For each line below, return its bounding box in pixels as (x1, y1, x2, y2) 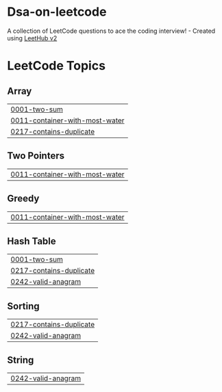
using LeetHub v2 (7, 34, 58, 42)
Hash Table (7, 235, 56, 247)
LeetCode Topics (7, 58, 106, 74)
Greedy (7, 193, 40, 205)
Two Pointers (7, 150, 65, 161)
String (7, 354, 34, 366)
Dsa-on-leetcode (7, 4, 107, 20)
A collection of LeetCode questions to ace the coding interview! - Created (7, 27, 216, 35)
